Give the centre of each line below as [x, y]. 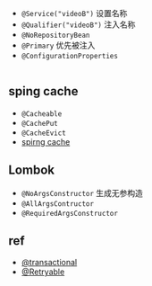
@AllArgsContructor [58, 204]
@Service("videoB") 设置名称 [74, 13]
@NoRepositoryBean [55, 35]
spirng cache [46, 141]
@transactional [49, 263]
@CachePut [40, 123]
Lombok [32, 170]
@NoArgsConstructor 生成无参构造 [82, 192]
